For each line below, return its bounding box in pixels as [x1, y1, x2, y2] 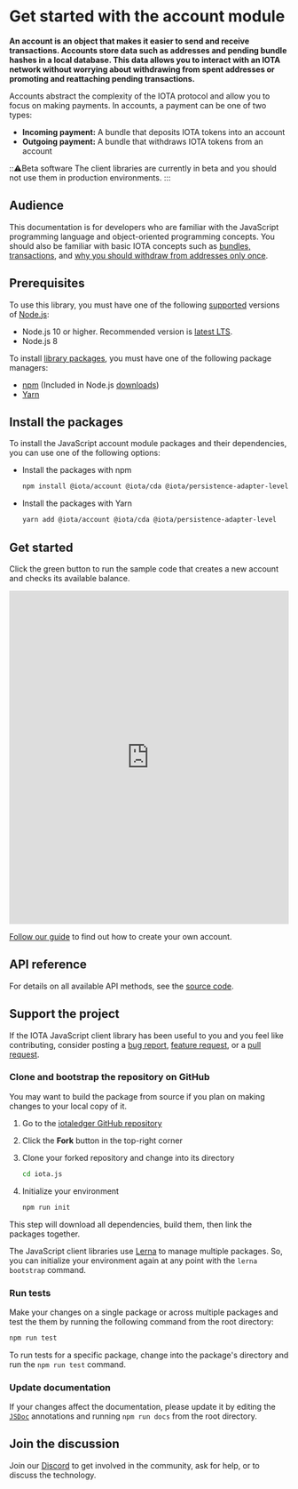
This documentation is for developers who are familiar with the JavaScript [9, 221, 279, 232]
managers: [9, 362, 49, 372]
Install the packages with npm [21, 465, 132, 476]
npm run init [21, 1203, 71, 1212]
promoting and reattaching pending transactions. [9, 73, 195, 84]
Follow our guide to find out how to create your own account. [9, 931, 232, 941]
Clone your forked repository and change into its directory [21, 1152, 235, 1163]
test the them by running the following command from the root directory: [9, 1316, 274, 1326]
